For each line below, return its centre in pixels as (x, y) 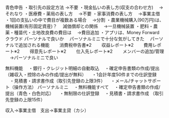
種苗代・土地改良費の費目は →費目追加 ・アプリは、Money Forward (87, 32)
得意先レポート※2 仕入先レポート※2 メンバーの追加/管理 (97, 51)
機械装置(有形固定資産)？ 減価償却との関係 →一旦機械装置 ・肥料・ (79, 26)
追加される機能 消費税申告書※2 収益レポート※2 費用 (86, 45)
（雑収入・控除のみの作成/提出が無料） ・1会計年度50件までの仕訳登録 (81, 75)
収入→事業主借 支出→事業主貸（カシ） (47, 110)
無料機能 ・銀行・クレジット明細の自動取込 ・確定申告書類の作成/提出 (82, 68)
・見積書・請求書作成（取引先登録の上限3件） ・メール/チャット (78, 81)
